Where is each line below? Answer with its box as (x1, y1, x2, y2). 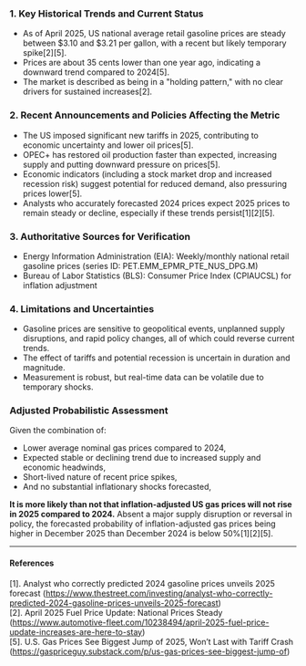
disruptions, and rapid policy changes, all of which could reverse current (22, 333, 295, 344)
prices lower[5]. (22, 188, 83, 199)
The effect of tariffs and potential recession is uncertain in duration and (22, 352, 291, 363)
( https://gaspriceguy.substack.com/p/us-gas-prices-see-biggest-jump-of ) (9, 646, 291, 657)
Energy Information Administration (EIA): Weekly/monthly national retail (22, 250, 290, 262)
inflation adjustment (22, 279, 97, 290)
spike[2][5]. (22, 47, 66, 58)
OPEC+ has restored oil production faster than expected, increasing (22, 149, 278, 160)
